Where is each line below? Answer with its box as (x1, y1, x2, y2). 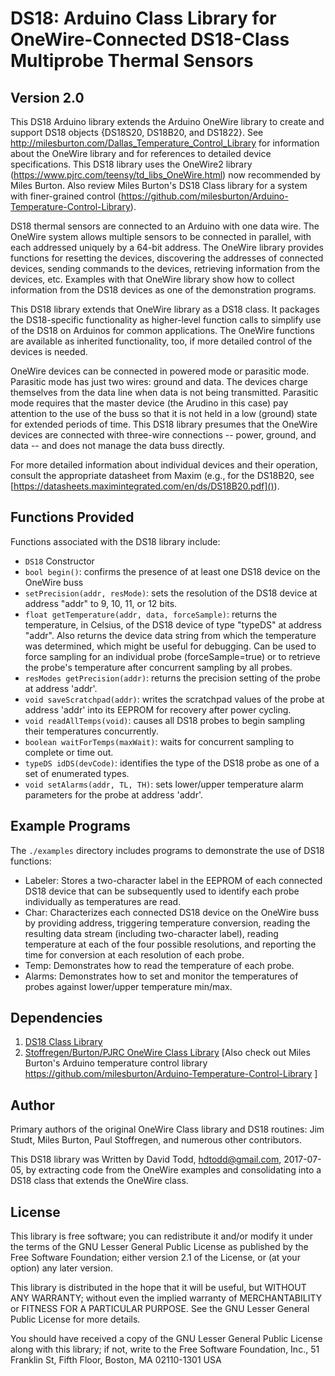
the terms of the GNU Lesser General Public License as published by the (10, 1241, 309, 1253)
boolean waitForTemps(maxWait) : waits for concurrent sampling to (24, 735, 295, 747)
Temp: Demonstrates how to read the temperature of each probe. (24, 959, 295, 971)
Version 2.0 (10, 89, 85, 106)
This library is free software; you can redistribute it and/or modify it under (10, 1230, 314, 1242)
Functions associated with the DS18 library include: (10, 535, 221, 547)
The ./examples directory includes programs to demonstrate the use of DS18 (10, 844, 325, 856)
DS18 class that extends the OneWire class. (10, 1175, 189, 1187)
